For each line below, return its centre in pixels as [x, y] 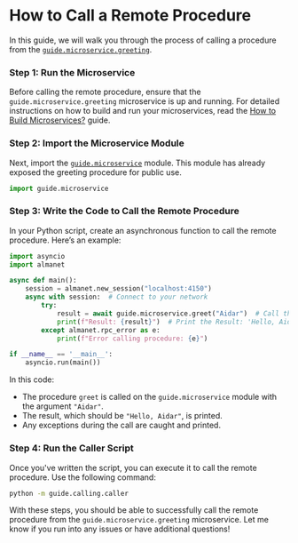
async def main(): [43, 281]
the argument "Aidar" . [63, 406]
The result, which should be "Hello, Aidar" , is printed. [122, 416]
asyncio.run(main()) [63, 363]
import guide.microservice [59, 188]
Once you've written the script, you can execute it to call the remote [133, 467]
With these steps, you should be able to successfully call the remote [134, 510]
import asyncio [37, 256]
